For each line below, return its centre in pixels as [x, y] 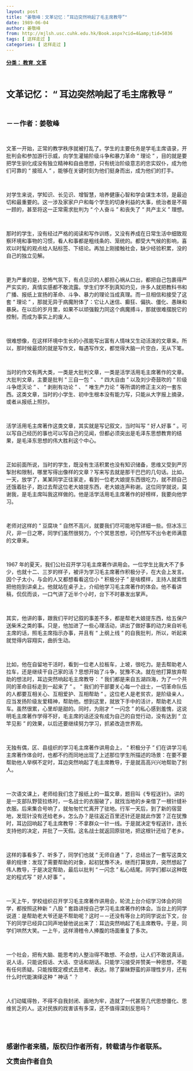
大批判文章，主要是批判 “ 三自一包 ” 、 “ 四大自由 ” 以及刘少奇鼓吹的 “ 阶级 [97, 379]
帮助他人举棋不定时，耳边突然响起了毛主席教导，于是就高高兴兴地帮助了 [94, 762]
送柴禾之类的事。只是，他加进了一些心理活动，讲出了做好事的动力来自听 [94, 625]
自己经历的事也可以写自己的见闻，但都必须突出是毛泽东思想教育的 [97, 433]
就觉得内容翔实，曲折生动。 [40, 640]
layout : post [22, 12]
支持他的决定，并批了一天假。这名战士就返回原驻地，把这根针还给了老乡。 [97, 830]
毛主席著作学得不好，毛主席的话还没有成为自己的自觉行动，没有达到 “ [96, 716]
